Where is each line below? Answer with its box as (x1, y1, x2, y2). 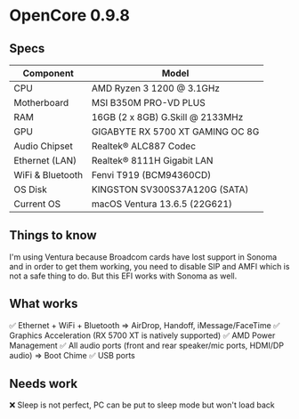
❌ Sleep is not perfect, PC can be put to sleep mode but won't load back (9, 399, 275, 410)
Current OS (13, 197, 61, 210)
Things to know (9, 228, 97, 243)
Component (22, 68, 74, 79)
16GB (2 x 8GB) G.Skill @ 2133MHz (91, 111, 244, 123)
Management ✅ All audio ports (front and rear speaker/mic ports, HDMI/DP (9, 340, 285, 351)
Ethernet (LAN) (13, 155, 77, 166)
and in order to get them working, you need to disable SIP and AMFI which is (9, 261, 290, 271)
